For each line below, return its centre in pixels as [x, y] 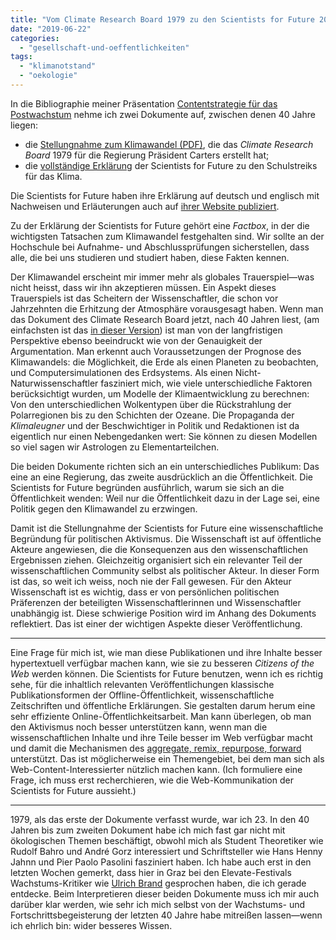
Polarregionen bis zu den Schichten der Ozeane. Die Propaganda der [152, 415]
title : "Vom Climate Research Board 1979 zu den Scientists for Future [162, 19]
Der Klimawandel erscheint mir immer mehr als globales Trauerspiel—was [162, 277]
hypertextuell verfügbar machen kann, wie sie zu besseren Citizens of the [162, 663]
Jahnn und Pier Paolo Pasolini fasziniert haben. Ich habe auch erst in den [161, 862]
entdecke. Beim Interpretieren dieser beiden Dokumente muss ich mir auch [165, 893]
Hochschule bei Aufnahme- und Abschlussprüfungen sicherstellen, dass [160, 247]
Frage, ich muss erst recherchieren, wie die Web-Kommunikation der [152, 780]
